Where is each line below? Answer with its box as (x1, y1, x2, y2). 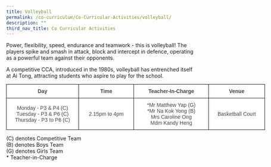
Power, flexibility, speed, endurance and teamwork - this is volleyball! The (6, 42, 187, 49)
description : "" (6, 20, 46, 26)
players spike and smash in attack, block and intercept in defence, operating (6, 48, 194, 55)
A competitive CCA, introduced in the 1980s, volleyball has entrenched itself (6, 66, 193, 73)
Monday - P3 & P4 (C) (17, 105, 68, 112)
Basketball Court (217, 111, 256, 117)
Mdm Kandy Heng (150, 120, 192, 126)
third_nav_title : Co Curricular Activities (6, 25, 116, 32)
